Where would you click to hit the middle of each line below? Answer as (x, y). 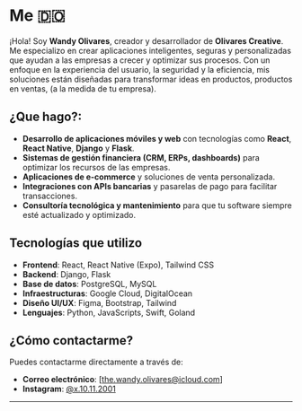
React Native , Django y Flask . (78, 148)
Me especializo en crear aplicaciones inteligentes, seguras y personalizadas (151, 50)
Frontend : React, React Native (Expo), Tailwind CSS (118, 265)
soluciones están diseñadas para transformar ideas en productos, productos (151, 79)
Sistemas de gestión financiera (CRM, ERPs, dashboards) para (141, 157)
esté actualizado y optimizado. (79, 214)
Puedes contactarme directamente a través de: (97, 362)
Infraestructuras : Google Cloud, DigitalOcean (107, 293)
